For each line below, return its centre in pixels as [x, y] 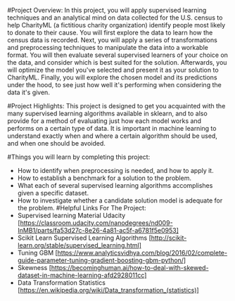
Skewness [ [34, 268]
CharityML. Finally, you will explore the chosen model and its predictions [112, 77]
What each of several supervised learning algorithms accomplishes [115, 185]
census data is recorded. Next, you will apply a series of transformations [113, 40]
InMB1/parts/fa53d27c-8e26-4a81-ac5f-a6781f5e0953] [98, 230]
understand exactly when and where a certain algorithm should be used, [113, 136]
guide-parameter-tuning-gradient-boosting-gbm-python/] [102, 260]
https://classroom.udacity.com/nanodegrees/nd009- [97, 223]
